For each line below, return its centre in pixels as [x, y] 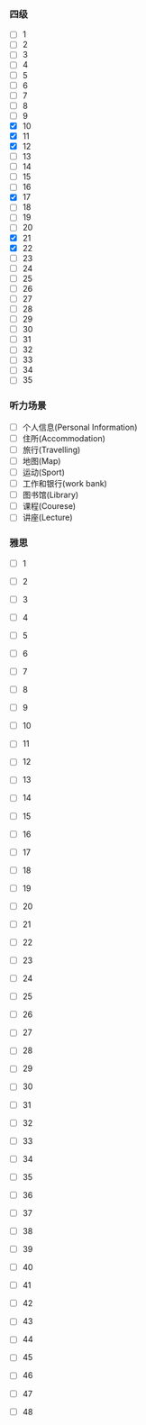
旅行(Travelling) [51, 449]
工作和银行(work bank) [65, 484]
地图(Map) [41, 460]
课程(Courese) [49, 506]
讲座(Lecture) [48, 517]
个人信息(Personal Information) [80, 427]
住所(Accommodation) [64, 438]
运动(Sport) [44, 472]
